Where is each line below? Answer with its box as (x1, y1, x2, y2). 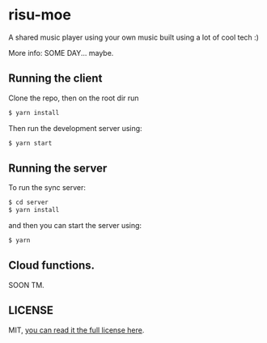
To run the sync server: (8, 183, 87, 193)
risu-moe (8, 6, 71, 24)
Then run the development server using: (8, 123, 143, 133)
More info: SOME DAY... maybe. (8, 48, 114, 57)
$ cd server (8, 198, 49, 207)
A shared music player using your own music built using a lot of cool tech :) (8, 32, 259, 42)
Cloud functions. (8, 259, 95, 273)
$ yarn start (8, 139, 53, 147)
